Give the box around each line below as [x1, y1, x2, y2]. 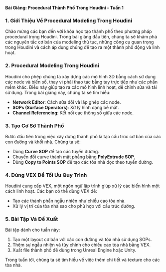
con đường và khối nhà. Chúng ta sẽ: [5, 139, 81, 145]
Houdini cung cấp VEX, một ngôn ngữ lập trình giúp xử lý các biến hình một [5, 183, 160, 189]
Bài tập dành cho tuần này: [5, 227, 60, 233]
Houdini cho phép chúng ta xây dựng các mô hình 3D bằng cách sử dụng [5, 73, 156, 79]
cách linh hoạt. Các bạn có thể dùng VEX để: [5, 188, 97, 194]
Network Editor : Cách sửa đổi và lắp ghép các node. [12, 99, 121, 105]
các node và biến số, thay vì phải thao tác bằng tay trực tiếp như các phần [5, 79, 158, 85]
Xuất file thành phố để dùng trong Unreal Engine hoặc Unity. [12, 247, 137, 253]
